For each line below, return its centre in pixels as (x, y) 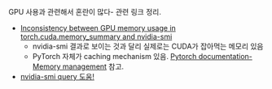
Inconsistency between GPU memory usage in (98, 28)
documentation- (225, 56)
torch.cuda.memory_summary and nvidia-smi (96, 36)
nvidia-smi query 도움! (57, 76)
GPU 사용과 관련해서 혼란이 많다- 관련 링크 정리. (85, 12)
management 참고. (93, 66)
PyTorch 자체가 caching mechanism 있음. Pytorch (114, 56)
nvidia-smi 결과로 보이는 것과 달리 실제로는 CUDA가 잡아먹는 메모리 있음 (148, 46)
